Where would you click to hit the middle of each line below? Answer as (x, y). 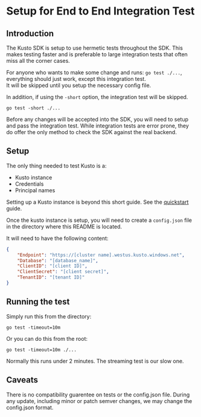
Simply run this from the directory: (49, 316)
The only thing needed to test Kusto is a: (56, 166)
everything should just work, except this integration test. (76, 79)
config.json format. (30, 407)
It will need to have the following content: (57, 238)
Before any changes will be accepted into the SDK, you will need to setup (97, 119)
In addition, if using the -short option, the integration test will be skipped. (97, 97)
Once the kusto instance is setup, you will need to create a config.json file (99, 220)
